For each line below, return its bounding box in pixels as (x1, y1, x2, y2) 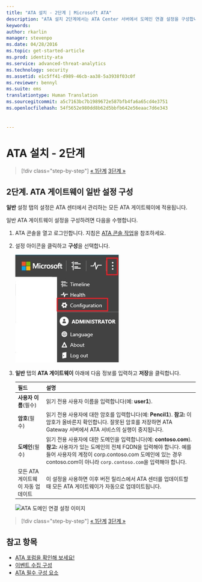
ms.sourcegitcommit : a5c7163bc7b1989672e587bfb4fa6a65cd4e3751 (6, 99, 168, 105)
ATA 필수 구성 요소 (14, 569, 59, 577)
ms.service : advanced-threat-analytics (6, 60, 106, 66)
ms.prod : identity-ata (6, 54, 63, 60)
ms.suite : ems (6, 86, 42, 92)
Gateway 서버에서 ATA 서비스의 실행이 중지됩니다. (46, 426, 164, 433)
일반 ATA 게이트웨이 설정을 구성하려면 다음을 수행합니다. (6, 217, 138, 224)
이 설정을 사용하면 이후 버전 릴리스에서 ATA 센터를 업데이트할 (46, 475, 189, 482)
